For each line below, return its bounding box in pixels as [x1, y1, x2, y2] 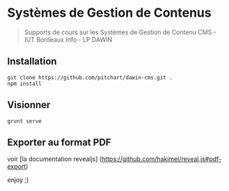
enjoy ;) [7, 176, 29, 184]
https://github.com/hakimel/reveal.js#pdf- [101, 155, 222, 163]
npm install [7, 80, 42, 87]
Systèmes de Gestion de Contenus [7, 5, 212, 21]
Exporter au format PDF [7, 136, 111, 148]
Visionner [7, 99, 51, 111]
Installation [7, 56, 57, 68]
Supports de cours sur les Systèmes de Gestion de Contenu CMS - [24, 28, 217, 36]
